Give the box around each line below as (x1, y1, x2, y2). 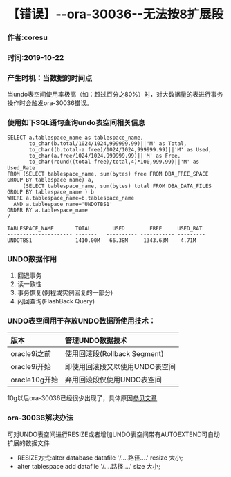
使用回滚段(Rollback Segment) (64, 349, 165, 359)
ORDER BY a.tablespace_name (7, 207, 89, 214)
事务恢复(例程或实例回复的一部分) (17, 288, 113, 297)
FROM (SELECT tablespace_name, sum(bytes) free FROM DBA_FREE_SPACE (7, 170, 209, 177)
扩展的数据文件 (7, 438, 50, 447)
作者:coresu (7, 32, 48, 42)
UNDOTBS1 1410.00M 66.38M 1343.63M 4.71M (7, 236, 196, 244)
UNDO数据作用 (7, 254, 57, 263)
